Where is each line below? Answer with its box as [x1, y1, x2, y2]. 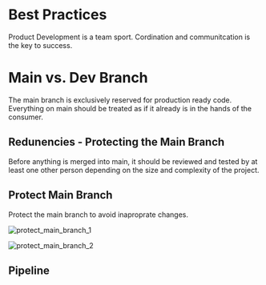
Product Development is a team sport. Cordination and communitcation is [8, 32, 251, 42]
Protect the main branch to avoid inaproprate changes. [8, 210, 189, 219]
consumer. [8, 112, 44, 122]
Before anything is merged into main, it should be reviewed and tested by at [8, 156, 258, 166]
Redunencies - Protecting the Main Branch [8, 135, 225, 149]
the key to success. [8, 40, 73, 50]
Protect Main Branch [8, 188, 113, 202]
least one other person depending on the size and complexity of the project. [8, 165, 260, 175]
